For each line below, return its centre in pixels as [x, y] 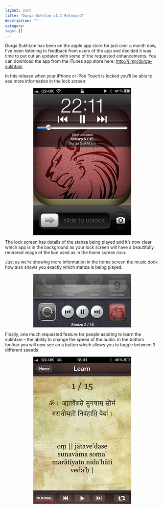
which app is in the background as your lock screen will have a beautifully [80, 247]
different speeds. [22, 350]
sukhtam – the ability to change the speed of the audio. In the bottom [75, 340]
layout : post [18, 10]
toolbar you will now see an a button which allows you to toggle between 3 [80, 345]
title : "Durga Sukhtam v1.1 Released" [45, 15]
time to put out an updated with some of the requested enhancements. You [81, 56]
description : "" [22, 21]
